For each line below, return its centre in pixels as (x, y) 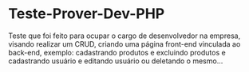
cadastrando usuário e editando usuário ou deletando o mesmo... (116, 61)
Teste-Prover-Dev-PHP (87, 14)
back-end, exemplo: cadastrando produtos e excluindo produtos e (117, 52)
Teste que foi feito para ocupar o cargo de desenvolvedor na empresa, (125, 36)
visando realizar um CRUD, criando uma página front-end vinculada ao (125, 44)
